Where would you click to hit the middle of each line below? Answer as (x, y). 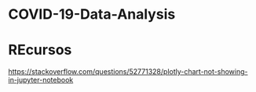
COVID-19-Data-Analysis (92, 14)
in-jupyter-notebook (41, 80)
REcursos (40, 50)
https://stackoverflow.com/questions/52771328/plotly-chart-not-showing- (128, 72)
